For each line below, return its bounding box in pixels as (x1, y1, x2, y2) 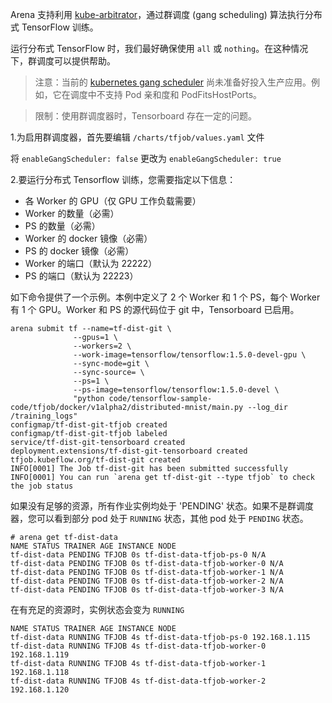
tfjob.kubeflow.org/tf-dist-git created (10, 455, 182, 465)
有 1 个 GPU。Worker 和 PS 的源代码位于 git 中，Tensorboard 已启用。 (10, 304, 300, 315)
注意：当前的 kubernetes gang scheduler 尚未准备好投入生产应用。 (34, 76, 312, 88)
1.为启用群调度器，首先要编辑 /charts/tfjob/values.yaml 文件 (10, 131, 265, 143)
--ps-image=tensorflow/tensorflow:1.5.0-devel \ (73, 385, 280, 395)
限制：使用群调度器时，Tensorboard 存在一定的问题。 (34, 110, 257, 122)
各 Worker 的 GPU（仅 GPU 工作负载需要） (24, 195, 202, 207)
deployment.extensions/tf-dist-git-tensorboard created (10, 446, 248, 456)
